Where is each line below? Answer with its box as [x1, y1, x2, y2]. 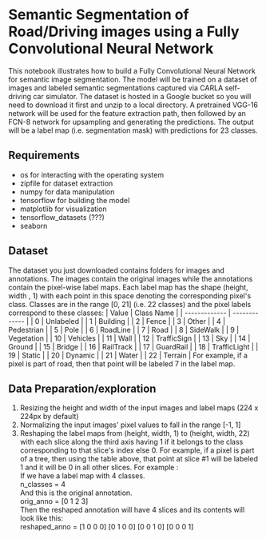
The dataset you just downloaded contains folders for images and [8, 266, 225, 275]
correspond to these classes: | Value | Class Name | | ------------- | [8, 308, 232, 317]
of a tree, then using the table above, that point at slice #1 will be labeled [19, 454, 258, 464]
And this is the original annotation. [19, 488, 133, 497]
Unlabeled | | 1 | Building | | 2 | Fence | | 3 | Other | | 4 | [45, 316, 226, 325]
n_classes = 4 [19, 480, 66, 489]
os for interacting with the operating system [19, 170, 165, 179]
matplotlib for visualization [19, 204, 107, 214]
